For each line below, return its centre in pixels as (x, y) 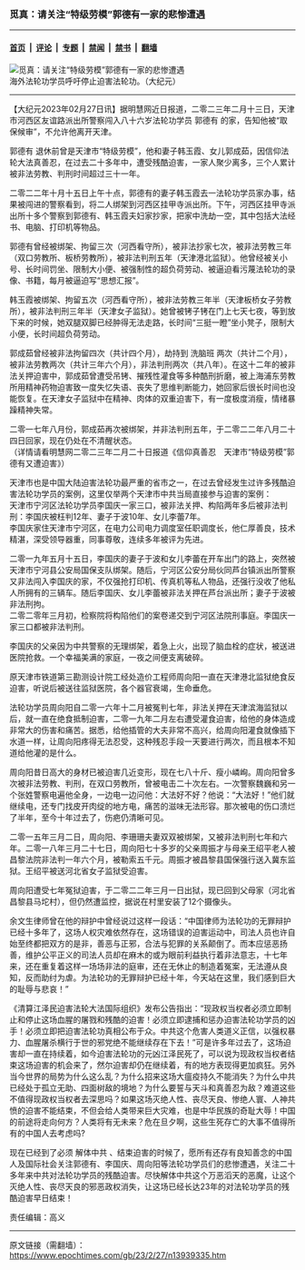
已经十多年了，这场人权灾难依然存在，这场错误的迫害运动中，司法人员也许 (148, 932)
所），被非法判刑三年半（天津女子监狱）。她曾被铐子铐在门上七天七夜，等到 (148, 311)
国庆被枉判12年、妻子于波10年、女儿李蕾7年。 (119, 516)
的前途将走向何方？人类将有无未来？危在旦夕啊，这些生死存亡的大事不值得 (148, 1121)
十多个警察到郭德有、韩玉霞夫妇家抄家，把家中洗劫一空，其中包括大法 (156, 215)
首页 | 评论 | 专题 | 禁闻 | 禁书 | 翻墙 (84, 47)
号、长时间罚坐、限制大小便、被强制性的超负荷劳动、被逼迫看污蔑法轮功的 (148, 269)
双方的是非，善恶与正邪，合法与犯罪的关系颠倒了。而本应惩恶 (164, 943)
